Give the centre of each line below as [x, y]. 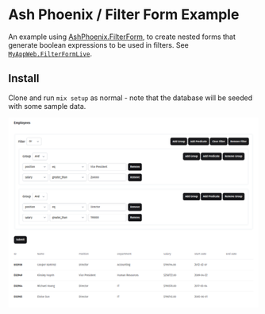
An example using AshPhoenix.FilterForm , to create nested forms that [122, 37]
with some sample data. [47, 106]
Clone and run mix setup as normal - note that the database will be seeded [131, 98]
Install [24, 78]
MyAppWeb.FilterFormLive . [50, 53]
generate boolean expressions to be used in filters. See [98, 45]
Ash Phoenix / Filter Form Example [124, 15]
